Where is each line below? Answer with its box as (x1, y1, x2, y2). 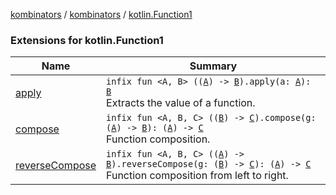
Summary (189, 59, 238, 73)
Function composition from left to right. (106, 169, 289, 183)
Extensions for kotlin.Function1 (10, 33, 164, 47)
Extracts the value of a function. (106, 96, 256, 110)
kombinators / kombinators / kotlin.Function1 (10, 9, 193, 20)
